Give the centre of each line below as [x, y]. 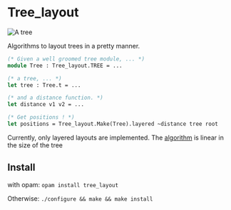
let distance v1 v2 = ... [46, 105]
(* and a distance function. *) [55, 98]
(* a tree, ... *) [35, 78]
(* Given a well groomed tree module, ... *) [76, 59]
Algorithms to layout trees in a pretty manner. [74, 46]
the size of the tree [35, 145]
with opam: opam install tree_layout [63, 184]
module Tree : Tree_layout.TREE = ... [65, 65]
